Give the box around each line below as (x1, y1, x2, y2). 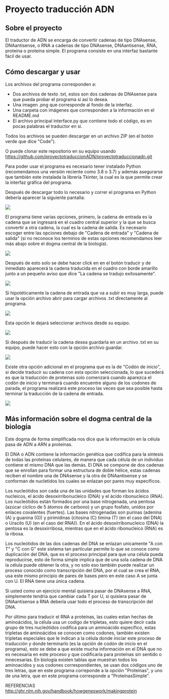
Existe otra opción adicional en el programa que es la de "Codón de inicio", (5, 364, 161, 370)
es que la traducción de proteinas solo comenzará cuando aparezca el (5, 374, 152, 380)
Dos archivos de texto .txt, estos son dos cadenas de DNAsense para (12, 91, 157, 97)
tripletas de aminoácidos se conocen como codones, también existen (5, 630, 150, 636)
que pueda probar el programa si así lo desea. (12, 96, 108, 102)
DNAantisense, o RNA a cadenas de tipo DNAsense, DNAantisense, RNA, (5, 42, 157, 48)
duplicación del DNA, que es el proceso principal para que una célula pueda (5, 551, 163, 557)
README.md (12, 112, 39, 118)
